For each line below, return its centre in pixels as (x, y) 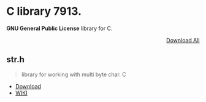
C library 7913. (44, 11)
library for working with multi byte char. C (74, 74)
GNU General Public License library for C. (59, 28)
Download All (183, 40)
